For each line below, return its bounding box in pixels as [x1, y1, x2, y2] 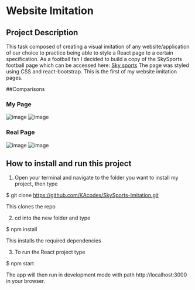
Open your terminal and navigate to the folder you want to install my [14, 174, 179, 181]
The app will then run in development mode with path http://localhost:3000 [6, 271, 187, 278]
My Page [6, 100, 32, 108]
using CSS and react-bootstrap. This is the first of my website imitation [6, 68, 177, 75]
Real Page [6, 128, 35, 136]
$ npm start [6, 260, 34, 267]
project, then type [14, 180, 58, 187]
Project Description [6, 28, 78, 38]
